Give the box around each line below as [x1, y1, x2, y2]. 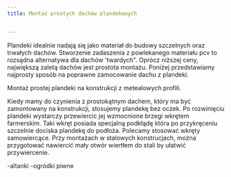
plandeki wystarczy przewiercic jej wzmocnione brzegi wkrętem [7, 112, 190, 120]
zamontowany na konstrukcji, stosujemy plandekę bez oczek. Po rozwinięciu [7, 104, 225, 112]
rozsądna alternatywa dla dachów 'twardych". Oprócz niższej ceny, [7, 56, 199, 64]
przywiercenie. [7, 148, 50, 156]
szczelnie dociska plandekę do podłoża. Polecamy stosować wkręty [7, 126, 201, 134]
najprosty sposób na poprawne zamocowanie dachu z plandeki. [7, 70, 189, 79]
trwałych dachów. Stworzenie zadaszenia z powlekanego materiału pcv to [7, 48, 217, 56]
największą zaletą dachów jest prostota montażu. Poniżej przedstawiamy [7, 63, 215, 71]
